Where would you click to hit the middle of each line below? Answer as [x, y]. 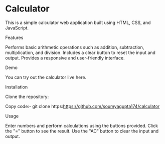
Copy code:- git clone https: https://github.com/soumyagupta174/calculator [82, 106]
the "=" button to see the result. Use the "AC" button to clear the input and [82, 131]
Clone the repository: [27, 96]
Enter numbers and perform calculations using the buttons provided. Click [81, 125]
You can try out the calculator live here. [46, 77]
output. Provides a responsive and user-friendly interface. [65, 57]
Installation [17, 87]
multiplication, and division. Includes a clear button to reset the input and [80, 52]
